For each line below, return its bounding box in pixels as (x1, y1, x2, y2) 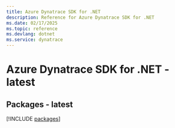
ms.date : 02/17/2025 (6, 20, 58, 26)
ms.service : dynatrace (6, 37, 63, 43)
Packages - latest (6, 99, 73, 109)
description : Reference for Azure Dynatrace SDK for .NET (6, 14, 155, 20)
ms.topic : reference (6, 25, 58, 32)
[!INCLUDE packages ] (6, 115, 61, 122)
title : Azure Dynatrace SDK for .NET (6, 8, 101, 15)
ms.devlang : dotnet (6, 31, 55, 37)
